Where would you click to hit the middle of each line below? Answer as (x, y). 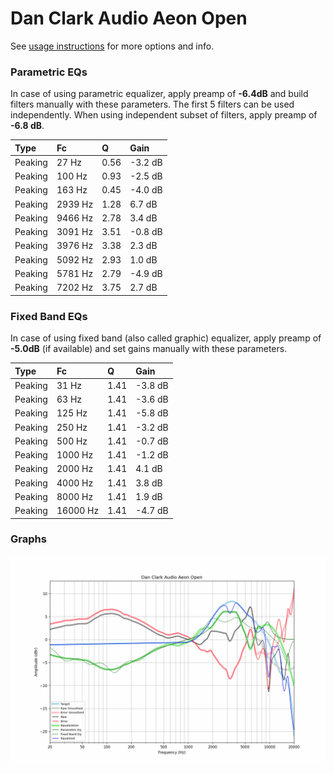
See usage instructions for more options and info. (112, 46)
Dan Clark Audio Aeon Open (129, 18)
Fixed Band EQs (49, 316)
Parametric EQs (49, 72)
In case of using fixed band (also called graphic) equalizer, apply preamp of (166, 338)
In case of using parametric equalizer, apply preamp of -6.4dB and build (159, 94)
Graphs (28, 539)
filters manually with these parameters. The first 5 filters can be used (152, 104)
